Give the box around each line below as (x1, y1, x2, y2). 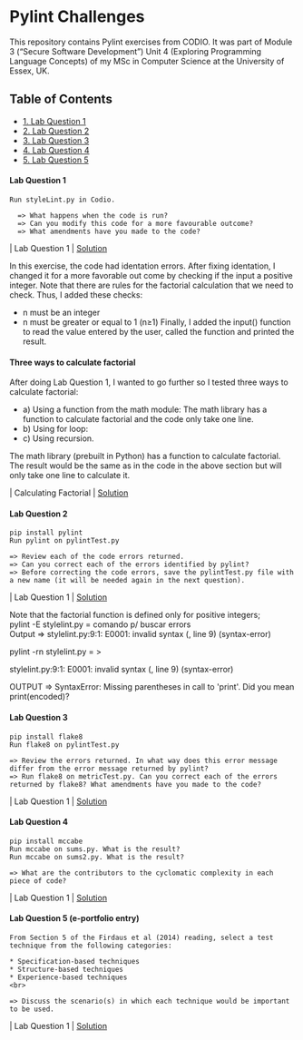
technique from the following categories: (9, 941, 172, 950)
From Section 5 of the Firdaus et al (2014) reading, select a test (9, 933, 274, 942)
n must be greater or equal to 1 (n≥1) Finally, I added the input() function (22, 316, 292, 328)
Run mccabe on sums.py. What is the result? (9, 844, 181, 854)
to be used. (9, 1005, 54, 1014)
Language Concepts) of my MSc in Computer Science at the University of (9, 55, 285, 66)
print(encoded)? (9, 692, 70, 702)
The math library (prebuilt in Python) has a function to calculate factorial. (9, 451, 281, 462)
